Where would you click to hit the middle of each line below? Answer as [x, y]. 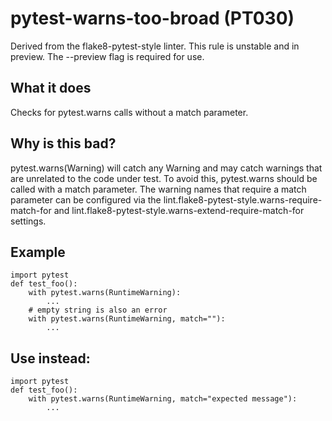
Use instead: [50, 358]
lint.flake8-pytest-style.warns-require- [243, 199]
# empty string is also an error [98, 310]
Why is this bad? [63, 143]
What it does [51, 88]
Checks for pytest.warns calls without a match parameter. [129, 112]
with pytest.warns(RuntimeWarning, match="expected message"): [163, 399]
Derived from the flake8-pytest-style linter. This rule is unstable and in [155, 46]
